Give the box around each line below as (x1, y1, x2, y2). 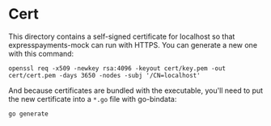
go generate (8, 110, 49, 118)
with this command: (8, 48, 74, 58)
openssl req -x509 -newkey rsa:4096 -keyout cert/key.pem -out (8, 64, 227, 73)
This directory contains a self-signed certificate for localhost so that (8, 31, 235, 41)
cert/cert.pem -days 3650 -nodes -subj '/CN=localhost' (8, 71, 201, 79)
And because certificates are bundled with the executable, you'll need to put (8, 86, 264, 95)
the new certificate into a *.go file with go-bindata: (8, 94, 177, 103)
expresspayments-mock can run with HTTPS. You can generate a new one (8, 40, 257, 49)
